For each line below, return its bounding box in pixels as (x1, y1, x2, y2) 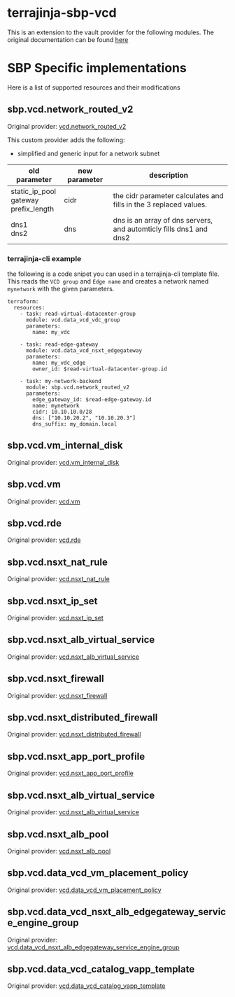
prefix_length (10, 204, 55, 214)
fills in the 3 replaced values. (113, 200, 208, 209)
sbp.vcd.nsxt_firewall (7, 673, 104, 685)
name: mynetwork (32, 402, 80, 409)
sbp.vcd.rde (7, 517, 62, 529)
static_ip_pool (10, 186, 57, 196)
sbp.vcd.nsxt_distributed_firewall (7, 712, 158, 724)
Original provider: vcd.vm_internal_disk (7, 458, 120, 466)
